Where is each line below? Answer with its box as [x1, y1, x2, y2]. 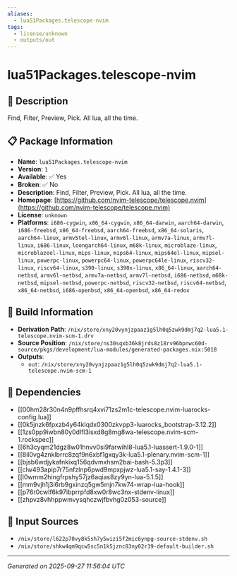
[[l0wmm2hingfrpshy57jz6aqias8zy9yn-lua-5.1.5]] [17, 472, 164, 481]
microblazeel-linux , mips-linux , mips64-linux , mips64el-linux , [17, 248, 201, 256]
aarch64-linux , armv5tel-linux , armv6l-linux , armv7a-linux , [17, 233, 192, 241]
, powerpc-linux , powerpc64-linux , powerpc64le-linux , [33, 256, 188, 264]
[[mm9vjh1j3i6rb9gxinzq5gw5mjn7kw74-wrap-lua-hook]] [17, 480, 185, 488]
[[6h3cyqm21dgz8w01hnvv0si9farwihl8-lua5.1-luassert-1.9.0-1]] [17, 443, 203, 451]
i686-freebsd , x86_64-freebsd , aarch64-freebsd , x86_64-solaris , [17, 225, 205, 234]
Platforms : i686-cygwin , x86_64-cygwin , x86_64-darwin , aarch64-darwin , [17, 218, 224, 227]
